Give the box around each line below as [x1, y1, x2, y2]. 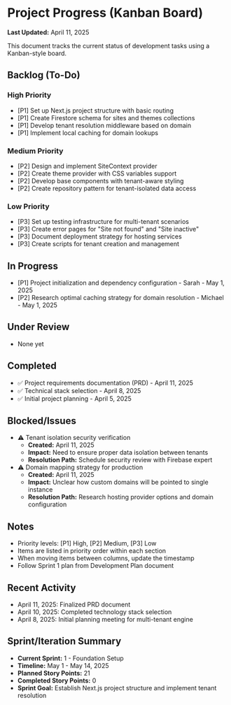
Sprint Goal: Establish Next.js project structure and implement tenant [17, 683, 217, 692]
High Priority [7, 90, 52, 100]
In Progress [7, 260, 58, 272]
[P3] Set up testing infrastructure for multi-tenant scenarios [17, 218, 189, 226]
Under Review [7, 321, 70, 333]
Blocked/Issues [7, 415, 77, 427]
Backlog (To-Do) [7, 69, 80, 81]
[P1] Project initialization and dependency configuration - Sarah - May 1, [17, 278, 225, 287]
